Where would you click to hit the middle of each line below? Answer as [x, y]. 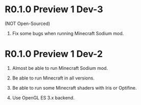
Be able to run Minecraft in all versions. [53, 78]
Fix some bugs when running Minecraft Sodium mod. [68, 33]
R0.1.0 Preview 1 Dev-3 [54, 9]
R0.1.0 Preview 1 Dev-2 [54, 54]
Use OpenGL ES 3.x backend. [43, 97]
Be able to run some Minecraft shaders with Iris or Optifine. [74, 88]
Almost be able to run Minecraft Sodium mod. [60, 68]
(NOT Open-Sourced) [28, 23]
